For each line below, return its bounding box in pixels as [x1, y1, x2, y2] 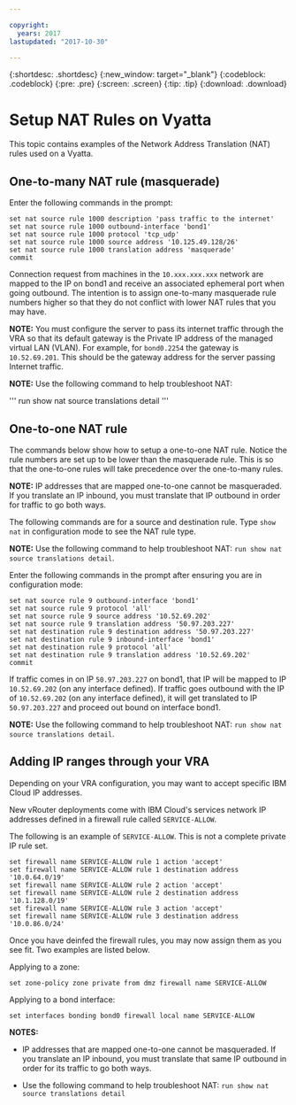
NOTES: [9, 1026, 39, 1037]
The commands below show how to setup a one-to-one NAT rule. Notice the [9, 444, 287, 455]
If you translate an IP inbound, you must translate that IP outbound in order [9, 490, 281, 500]
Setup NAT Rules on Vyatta [9, 110, 212, 129]
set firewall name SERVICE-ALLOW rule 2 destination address [9, 888, 239, 897]
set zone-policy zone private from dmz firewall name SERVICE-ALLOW [9, 978, 267, 987]
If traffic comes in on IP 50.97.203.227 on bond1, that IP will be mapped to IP [9, 674, 287, 684]
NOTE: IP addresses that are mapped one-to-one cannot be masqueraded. [9, 480, 283, 491]
